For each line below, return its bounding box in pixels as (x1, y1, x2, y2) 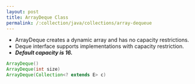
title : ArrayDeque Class (6, 14, 69, 20)
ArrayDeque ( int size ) (6, 67, 61, 73)
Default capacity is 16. (14, 49, 73, 56)
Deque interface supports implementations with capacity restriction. (14, 43, 185, 50)
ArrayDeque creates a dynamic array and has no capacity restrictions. (14, 37, 190, 44)
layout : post (6, 8, 39, 15)
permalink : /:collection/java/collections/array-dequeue (6, 20, 152, 26)
